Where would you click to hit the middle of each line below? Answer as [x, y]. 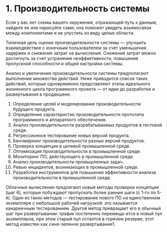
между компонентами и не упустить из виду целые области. [70, 33]
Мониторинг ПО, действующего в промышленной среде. [73, 156]
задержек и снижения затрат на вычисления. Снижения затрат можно [81, 53]
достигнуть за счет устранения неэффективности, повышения [72, 58]
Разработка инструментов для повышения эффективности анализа [84, 172]
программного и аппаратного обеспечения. [60, 119]
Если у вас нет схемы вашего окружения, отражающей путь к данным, [82, 22]
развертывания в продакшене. [39, 94]
